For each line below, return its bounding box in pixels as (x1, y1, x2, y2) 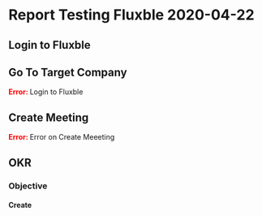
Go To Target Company (8, 65, 127, 79)
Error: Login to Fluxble (8, 87, 84, 97)
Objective (8, 180, 48, 192)
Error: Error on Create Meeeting (8, 132, 115, 142)
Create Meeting (8, 110, 89, 124)
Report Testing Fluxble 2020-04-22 (8, 6, 255, 24)
